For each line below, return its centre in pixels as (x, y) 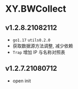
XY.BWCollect (36, 9)
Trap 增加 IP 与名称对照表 (39, 52)
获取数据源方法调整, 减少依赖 (43, 46)
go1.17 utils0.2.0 (31, 40)
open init (22, 81)
